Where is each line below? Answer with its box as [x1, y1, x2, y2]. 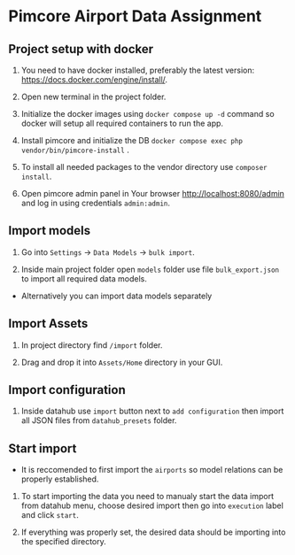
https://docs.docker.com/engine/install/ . [20, 74, 168, 85]
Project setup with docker [8, 42, 154, 57]
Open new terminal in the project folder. [20, 91, 167, 102]
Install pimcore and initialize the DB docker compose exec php [20, 135, 243, 145]
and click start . [20, 510, 79, 520]
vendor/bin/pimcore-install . [20, 144, 129, 155]
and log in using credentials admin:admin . [20, 197, 170, 208]
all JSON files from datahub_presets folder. [20, 415, 177, 426]
